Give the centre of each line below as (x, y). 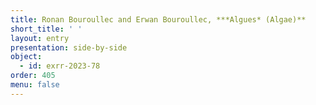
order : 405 (33, 76)
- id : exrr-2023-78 (60, 66)
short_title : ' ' (46, 29)
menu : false (35, 85)
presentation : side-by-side (69, 47)
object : (26, 57)
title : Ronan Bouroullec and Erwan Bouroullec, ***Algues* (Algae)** (158, 19)
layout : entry (40, 38)
